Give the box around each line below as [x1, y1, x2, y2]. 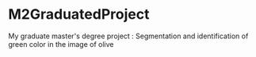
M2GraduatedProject [8, 5, 150, 23]
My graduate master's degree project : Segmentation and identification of [8, 31, 249, 41]
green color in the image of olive [8, 39, 114, 48]
